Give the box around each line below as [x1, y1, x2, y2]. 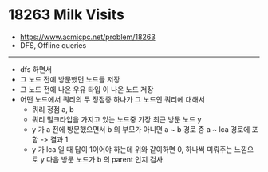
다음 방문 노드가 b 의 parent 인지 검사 [46, 154, 164, 164]
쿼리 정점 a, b [31, 104, 74, 114]
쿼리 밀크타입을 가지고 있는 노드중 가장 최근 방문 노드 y [31, 114, 202, 124]
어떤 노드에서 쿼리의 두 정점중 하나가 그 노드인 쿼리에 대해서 [19, 94, 206, 104]
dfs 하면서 [19, 64, 53, 74]
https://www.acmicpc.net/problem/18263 [19, 32, 156, 42]
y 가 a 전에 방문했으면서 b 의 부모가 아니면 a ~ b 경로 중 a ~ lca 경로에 [31, 124, 250, 134]
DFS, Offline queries [19, 40, 87, 50]
